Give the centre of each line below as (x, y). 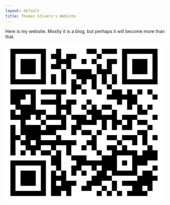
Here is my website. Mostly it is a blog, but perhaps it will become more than (85, 31)
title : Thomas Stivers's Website (41, 16)
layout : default (22, 11)
